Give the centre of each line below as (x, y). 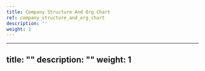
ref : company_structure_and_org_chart (56, 18)
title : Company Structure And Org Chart (59, 12)
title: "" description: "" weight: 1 (69, 60)
